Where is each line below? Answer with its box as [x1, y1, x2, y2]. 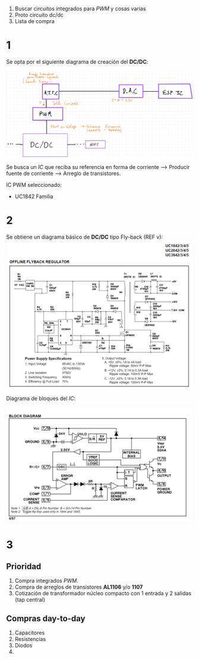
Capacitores [14, 629, 45, 636]
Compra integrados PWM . [14, 577, 79, 584]
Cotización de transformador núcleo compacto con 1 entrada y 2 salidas [14, 590, 192, 597]
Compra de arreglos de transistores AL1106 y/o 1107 [14, 583, 143, 591]
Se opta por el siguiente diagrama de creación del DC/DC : [6, 58, 149, 65]
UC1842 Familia [14, 193, 53, 200]
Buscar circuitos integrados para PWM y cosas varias [14, 5, 146, 12]
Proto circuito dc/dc [14, 11, 64, 18]
